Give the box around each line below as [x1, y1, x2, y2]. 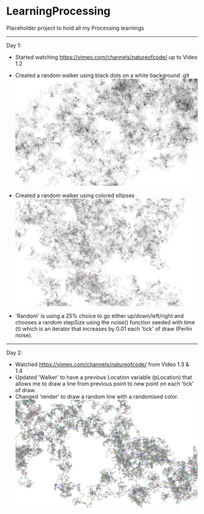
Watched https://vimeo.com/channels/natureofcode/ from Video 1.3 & [15, 361, 189, 368]
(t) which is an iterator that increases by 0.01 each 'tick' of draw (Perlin [15, 325, 192, 333]
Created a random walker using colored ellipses [15, 192, 135, 199]
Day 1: [6, 41, 22, 49]
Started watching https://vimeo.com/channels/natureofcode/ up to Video [15, 53, 198, 61]
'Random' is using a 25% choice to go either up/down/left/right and [15, 312, 184, 319]
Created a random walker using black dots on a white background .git [15, 72, 189, 79]
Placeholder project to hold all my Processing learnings [6, 24, 144, 32]
